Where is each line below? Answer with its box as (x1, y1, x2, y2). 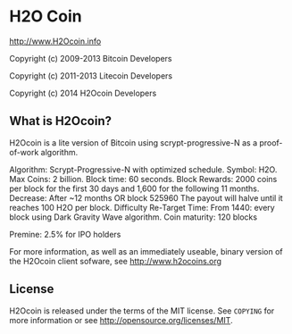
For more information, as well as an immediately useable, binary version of (9, 246, 283, 256)
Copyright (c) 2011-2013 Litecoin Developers (9, 70, 173, 81)
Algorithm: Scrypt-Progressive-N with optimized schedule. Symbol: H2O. (9, 163, 278, 175)
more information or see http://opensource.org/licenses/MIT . (9, 314, 234, 325)
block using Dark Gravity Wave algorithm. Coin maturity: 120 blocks (9, 212, 257, 222)
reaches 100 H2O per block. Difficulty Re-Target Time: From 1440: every (9, 202, 275, 213)
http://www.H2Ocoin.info (9, 36, 102, 46)
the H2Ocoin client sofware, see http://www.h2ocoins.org (9, 255, 221, 266)
